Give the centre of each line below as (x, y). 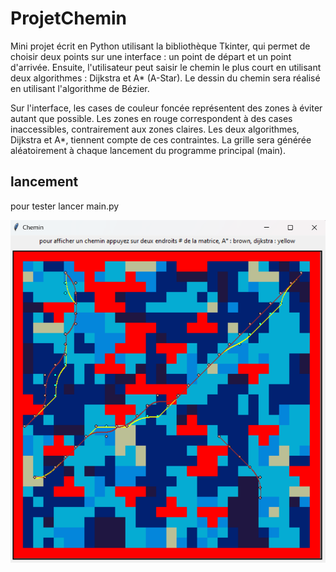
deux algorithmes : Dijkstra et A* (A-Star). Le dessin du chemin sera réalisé (165, 78)
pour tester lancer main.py (65, 206)
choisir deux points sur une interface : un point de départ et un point (151, 56)
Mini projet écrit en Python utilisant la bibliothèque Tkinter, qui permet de (160, 46)
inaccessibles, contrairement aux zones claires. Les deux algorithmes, (155, 129)
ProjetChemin (68, 18)
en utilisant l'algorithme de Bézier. (80, 88)
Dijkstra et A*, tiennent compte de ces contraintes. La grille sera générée (161, 139)
